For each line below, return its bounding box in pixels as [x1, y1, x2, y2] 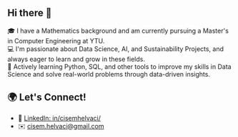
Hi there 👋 [7, 7, 52, 19]
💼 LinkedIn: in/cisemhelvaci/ [17, 114, 101, 122]
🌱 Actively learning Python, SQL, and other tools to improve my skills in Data [7, 62, 232, 71]
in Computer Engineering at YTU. [7, 36, 105, 45]
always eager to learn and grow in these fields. [7, 55, 145, 63]
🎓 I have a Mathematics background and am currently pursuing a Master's [7, 26, 229, 35]
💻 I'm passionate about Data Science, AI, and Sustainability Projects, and [7, 44, 224, 53]
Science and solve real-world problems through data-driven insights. [7, 70, 211, 78]
